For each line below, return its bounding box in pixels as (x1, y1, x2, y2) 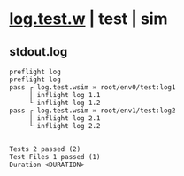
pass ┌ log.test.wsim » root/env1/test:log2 (9, 106, 176, 115)
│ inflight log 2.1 (28, 114, 101, 123)
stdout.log (9, 44, 68, 59)
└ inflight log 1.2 (28, 98, 101, 107)
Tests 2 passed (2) (9, 145, 81, 154)
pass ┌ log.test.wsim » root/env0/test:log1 (9, 83, 176, 92)
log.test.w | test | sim (9, 9, 168, 29)
